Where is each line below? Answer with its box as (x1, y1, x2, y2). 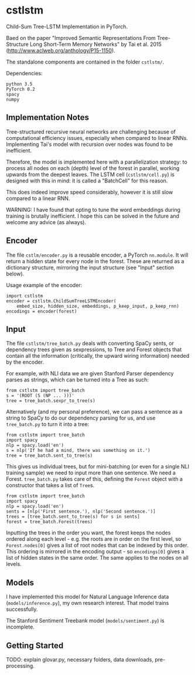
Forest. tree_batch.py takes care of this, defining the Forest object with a (6, 476, 183, 483)
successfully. (6, 606, 38, 613)
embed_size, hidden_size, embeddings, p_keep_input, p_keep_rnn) (16, 303, 180, 309)
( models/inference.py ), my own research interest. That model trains (6, 600, 169, 607)
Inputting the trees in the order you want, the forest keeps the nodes (6, 529, 171, 536)
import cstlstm (6, 292, 43, 299)
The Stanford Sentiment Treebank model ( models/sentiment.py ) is (6, 617, 165, 624)
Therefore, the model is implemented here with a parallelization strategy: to (6, 158, 187, 165)
